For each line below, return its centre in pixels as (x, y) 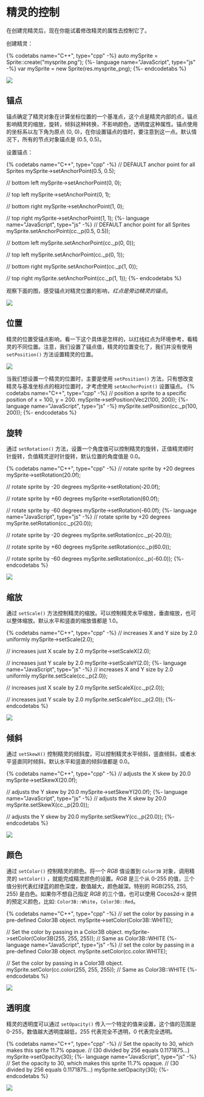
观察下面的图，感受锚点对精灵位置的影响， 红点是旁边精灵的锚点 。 (89, 290)
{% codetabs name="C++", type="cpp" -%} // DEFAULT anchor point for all (101, 164)
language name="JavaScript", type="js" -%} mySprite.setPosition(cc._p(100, (102, 406)
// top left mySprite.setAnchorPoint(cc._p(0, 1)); (65, 254)
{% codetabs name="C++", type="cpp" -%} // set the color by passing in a (100, 913)
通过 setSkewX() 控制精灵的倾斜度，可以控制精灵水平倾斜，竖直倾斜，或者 (99, 754)
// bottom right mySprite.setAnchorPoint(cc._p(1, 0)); (72, 266)
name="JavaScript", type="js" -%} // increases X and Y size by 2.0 (90, 670)
